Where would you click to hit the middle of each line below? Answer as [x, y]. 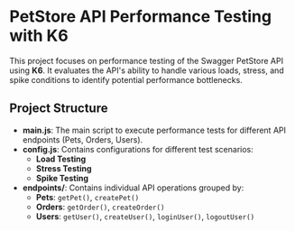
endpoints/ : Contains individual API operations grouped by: [133, 188]
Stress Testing [64, 168]
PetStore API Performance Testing [141, 17]
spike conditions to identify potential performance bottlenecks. [126, 79]
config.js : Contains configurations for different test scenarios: [138, 149]
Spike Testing [62, 178]
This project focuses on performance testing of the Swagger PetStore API [147, 60]
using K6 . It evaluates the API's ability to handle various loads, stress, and [147, 70]
